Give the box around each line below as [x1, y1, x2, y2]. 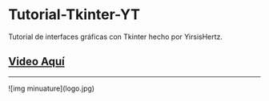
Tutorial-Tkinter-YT [8, 6, 140, 24]
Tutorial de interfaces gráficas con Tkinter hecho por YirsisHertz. [8, 32, 223, 41]
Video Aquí [8, 55, 66, 68]
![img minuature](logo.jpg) [8, 84, 94, 93]
